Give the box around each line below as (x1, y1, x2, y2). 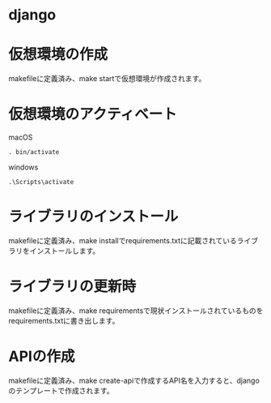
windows (8, 162, 39, 172)
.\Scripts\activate (8, 178, 74, 186)
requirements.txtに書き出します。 (8, 315, 120, 325)
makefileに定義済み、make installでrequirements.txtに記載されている (8, 236, 237, 245)
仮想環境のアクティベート (8, 105, 177, 123)
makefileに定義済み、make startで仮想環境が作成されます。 (8, 74, 206, 84)
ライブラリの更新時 (8, 277, 137, 296)
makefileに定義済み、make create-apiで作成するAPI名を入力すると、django (8, 375, 260, 385)
